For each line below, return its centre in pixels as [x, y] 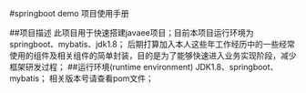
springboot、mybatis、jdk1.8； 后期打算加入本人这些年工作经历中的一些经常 [153, 44]
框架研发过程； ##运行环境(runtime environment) [102, 67]
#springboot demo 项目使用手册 [69, 13]
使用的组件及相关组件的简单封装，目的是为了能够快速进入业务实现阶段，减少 [153, 56]
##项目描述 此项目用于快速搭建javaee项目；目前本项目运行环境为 [132, 33]
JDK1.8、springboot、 [237, 67]
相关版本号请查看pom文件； [102, 78]
